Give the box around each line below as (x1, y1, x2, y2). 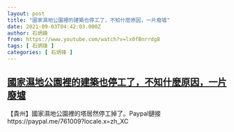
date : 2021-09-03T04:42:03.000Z (7, 23, 101, 30)
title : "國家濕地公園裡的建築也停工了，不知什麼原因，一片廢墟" (7, 17, 171, 24)
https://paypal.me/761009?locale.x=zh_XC (7, 117, 129, 125)
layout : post (7, 10, 45, 17)
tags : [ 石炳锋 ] (7, 42, 54, 49)
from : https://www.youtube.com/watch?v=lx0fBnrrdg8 (7, 36, 160, 43)
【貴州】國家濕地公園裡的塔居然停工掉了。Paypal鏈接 (7, 109, 162, 117)
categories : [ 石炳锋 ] (7, 49, 73, 56)
